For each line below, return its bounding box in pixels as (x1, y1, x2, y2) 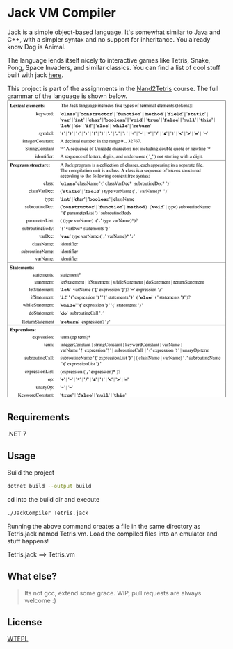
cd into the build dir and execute (7, 495, 100, 503)
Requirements (7, 411, 70, 423)
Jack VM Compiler (7, 5, 116, 21)
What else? (7, 570, 57, 582)
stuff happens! (7, 536, 49, 545)
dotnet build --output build (7, 483, 92, 490)
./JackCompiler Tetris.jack (7, 509, 89, 516)
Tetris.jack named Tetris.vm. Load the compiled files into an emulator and (7, 529, 218, 538)
